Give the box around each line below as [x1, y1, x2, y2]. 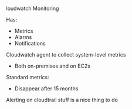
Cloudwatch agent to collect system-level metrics [6, 51, 126, 58]
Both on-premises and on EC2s [14, 62, 91, 69]
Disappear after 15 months [14, 85, 79, 92]
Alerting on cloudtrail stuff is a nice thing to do [6, 96, 119, 103]
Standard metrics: [6, 74, 49, 80]
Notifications [14, 40, 46, 47]
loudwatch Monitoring [6, 5, 59, 12]
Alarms [14, 34, 32, 40]
